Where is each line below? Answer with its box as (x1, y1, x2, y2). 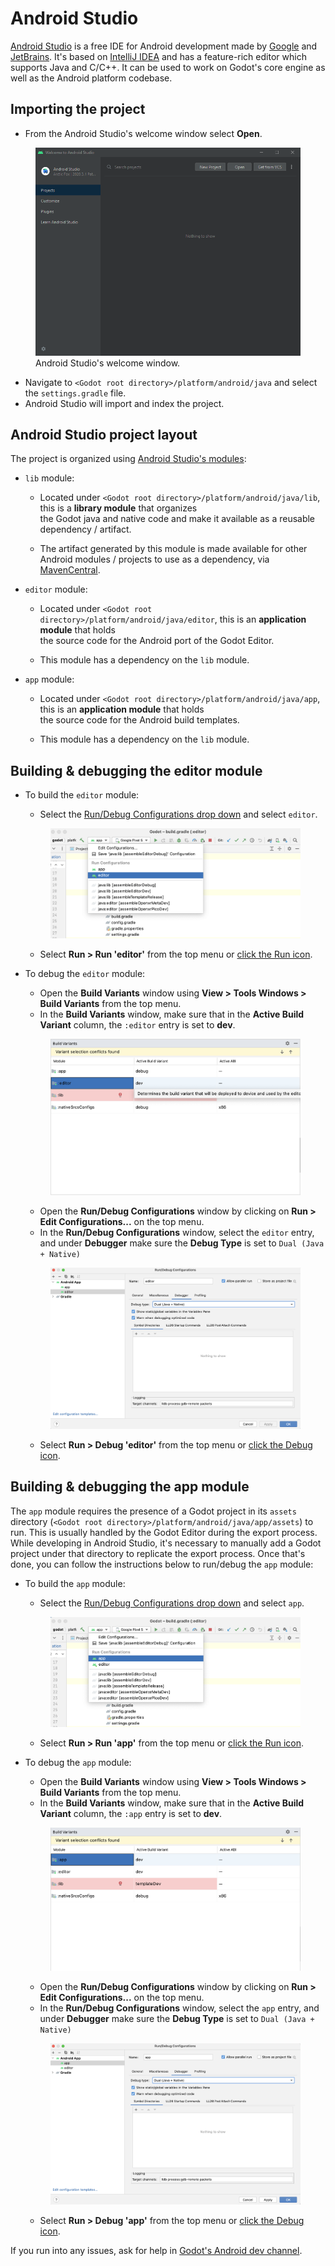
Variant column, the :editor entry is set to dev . (39, 1019, 236, 1031)
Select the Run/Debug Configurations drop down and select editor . (39, 808, 318, 821)
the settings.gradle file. (24, 387, 127, 399)
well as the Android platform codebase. (10, 72, 173, 84)
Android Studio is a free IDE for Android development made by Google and (10, 40, 318, 52)
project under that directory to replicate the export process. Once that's (10, 1547, 306, 1559)
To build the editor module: (24, 789, 140, 801)
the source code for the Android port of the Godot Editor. (39, 635, 275, 647)
